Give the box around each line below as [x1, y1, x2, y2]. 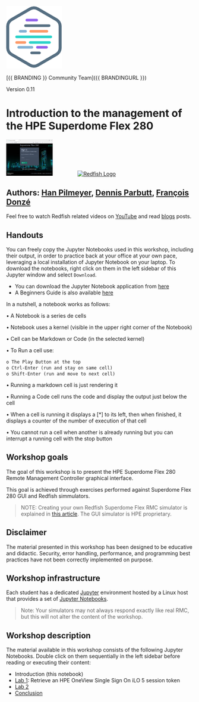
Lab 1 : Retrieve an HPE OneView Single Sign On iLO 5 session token [14, 677, 180, 684]
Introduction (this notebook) [14, 670, 84, 678]
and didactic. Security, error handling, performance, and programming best [6, 549, 191, 557]
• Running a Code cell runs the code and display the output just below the [6, 393, 187, 400]
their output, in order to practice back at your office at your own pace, [6, 252, 177, 259]
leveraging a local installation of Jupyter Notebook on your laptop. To [6, 259, 175, 265]
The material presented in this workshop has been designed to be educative [6, 543, 193, 551]
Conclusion [14, 689, 43, 697]
